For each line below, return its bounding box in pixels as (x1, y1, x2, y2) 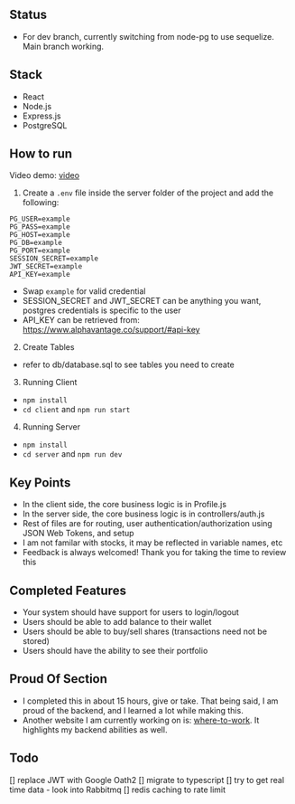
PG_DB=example (9, 239, 63, 248)
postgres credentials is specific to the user (22, 305, 182, 316)
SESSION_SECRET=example (9, 254, 99, 263)
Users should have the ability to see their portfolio (22, 646, 208, 657)
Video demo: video (9, 170, 79, 181)
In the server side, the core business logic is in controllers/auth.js (22, 508, 265, 519)
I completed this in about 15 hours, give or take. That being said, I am (22, 695, 279, 706)
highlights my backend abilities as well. (22, 724, 168, 735)
